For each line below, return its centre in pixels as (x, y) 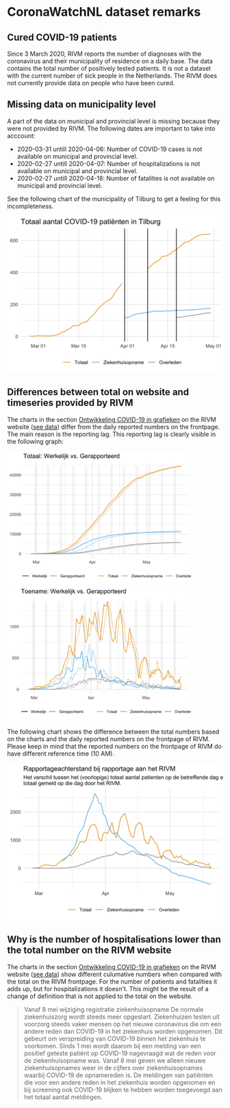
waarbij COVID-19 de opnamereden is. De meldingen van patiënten (118, 1075)
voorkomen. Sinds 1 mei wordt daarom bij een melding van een (112, 1045)
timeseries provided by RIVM (70, 403)
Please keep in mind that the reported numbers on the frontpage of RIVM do (115, 746)
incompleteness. (30, 206)
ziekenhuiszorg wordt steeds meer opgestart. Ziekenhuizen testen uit (122, 1017)
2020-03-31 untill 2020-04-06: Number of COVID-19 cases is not (110, 149)
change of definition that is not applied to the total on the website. (100, 996)
